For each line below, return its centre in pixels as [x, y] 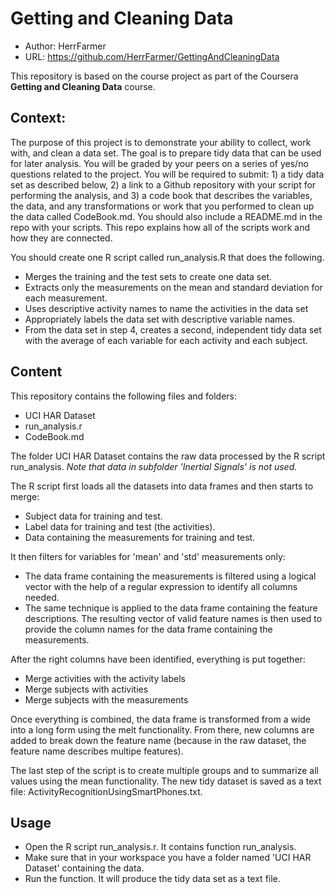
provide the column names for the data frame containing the [148, 629]
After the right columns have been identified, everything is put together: [158, 659]
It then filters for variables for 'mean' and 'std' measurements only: [148, 556]
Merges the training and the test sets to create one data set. [148, 276]
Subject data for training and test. [93, 516]
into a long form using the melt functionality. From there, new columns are [162, 729]
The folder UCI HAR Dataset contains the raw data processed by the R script [168, 456]
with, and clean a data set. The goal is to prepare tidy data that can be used [166, 153]
